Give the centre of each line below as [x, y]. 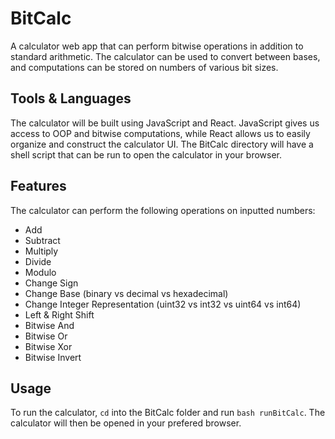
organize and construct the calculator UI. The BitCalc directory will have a [162, 144]
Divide [38, 261]
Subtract [42, 240]
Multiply [41, 251]
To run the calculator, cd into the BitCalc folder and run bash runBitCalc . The [168, 413]
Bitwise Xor [48, 346]
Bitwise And [49, 325]
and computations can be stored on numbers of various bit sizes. [144, 67]
